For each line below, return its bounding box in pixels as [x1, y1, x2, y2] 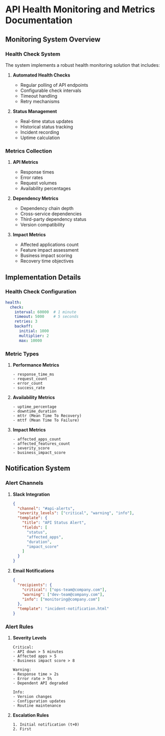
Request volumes [20, 180, 57, 186]
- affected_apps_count [12, 437, 61, 442]
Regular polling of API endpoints [20, 82, 88, 88]
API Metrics [12, 159, 38, 165]
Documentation [5, 14, 73, 26]
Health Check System [5, 50, 60, 58]
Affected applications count [20, 241, 79, 248]
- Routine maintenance [12, 703, 61, 708]
